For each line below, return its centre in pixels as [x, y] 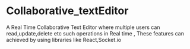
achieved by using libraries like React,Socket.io [64, 40]
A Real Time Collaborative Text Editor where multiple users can [83, 27]
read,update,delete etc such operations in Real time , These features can [95, 33]
